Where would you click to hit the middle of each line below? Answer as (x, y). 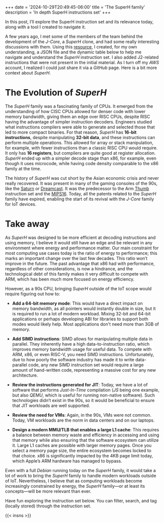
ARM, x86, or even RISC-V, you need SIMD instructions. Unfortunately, (83, 354)
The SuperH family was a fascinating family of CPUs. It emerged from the (79, 106)
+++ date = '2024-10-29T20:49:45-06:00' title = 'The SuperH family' (75, 7)
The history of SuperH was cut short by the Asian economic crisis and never (82, 178)
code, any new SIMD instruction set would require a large (86, 365)
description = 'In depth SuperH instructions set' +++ (58, 12)
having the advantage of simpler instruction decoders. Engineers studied (79, 121)
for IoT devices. (21, 204)
